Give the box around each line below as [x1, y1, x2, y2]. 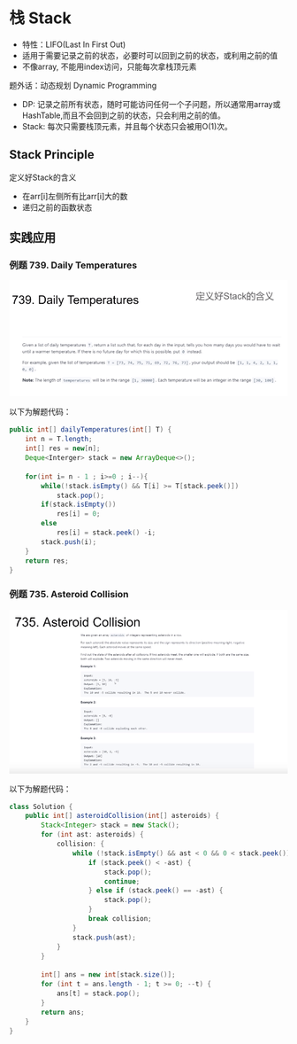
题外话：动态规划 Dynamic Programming [9, 80, 157, 90]
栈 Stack [9, 8, 72, 28]
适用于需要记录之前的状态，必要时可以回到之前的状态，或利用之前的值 [21, 50, 278, 60]
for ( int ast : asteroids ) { [41, 830, 144, 839]
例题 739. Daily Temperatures [9, 259, 138, 271]
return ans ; [41, 1008, 86, 1017]
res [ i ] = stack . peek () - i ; [56, 528, 156, 537]
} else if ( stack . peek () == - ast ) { [88, 886, 224, 895]
